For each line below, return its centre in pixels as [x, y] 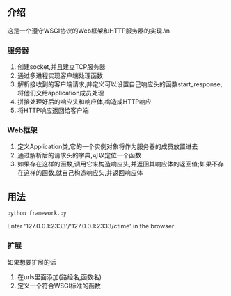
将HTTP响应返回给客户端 [53, 111]
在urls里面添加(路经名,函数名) [59, 276]
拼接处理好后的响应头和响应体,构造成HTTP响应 [84, 102]
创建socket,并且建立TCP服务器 [61, 67]
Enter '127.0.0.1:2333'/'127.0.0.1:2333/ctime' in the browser [91, 226]
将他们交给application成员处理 [61, 93]
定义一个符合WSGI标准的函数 [59, 286]
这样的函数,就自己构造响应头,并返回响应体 [83, 173]
